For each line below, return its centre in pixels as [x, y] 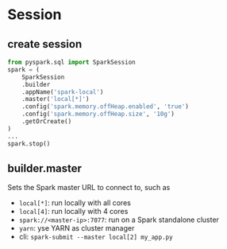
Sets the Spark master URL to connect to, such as [89, 188]
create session [45, 44]
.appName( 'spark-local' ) [63, 92]
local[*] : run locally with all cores [75, 203]
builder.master [45, 168]
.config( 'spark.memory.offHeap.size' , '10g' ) [98, 114]
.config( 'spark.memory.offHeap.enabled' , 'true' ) [106, 107]
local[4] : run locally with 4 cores [73, 212]
